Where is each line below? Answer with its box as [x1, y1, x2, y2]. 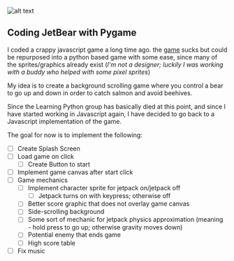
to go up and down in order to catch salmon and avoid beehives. [7, 88, 193, 97]
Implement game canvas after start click [17, 168, 133, 176]
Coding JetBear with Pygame [7, 27, 137, 38]
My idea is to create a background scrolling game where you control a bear [7, 81, 224, 90]
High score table [27, 239, 75, 247]
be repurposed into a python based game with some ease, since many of [7, 52, 218, 61]
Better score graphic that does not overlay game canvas [27, 199, 190, 208]
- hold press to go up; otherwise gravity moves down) [27, 223, 183, 232]
